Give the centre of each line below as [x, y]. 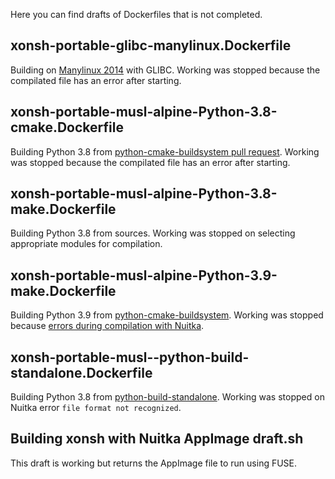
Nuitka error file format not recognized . [96, 408]
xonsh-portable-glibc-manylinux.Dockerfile [151, 45]
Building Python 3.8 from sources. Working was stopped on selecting [153, 233]
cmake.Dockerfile [67, 127]
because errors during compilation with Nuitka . [107, 326]
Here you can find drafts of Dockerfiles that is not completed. [136, 14]
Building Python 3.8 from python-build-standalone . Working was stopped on [167, 397]
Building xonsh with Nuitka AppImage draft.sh [157, 439]
